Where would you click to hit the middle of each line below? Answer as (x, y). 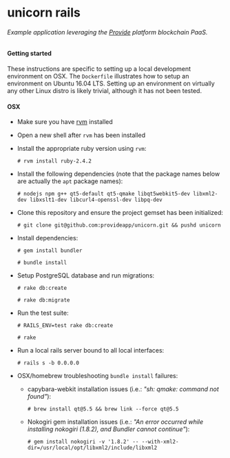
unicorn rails (44, 13)
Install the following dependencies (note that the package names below (118, 174)
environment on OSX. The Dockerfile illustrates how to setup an (98, 76)
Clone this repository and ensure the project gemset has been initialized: (120, 213)
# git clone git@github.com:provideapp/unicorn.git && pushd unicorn (119, 225)
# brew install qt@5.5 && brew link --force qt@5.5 (103, 409)
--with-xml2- (160, 442)
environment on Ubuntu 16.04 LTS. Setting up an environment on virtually (111, 83)
